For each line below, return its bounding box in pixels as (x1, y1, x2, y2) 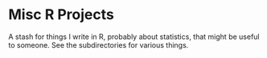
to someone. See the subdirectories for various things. (8, 40, 189, 49)
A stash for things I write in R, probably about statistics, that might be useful (8, 32, 260, 41)
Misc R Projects (8, 6, 114, 24)
